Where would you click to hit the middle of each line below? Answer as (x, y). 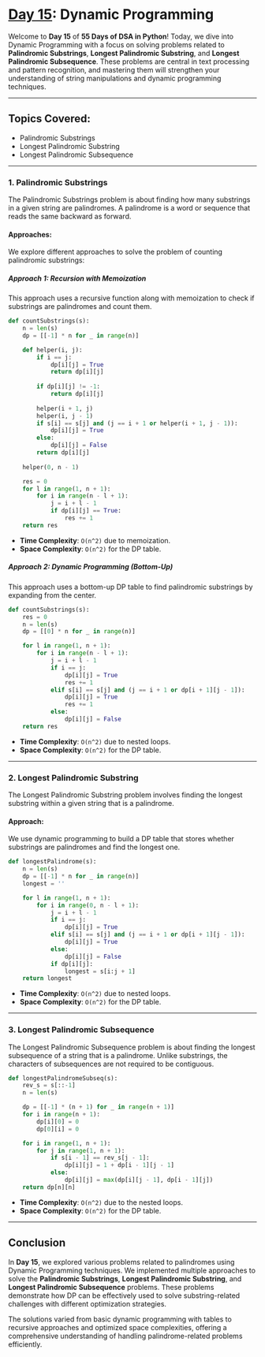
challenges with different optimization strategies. (88, 1303)
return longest (47, 979)
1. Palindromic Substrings (58, 182)
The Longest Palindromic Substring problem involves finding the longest (125, 795)
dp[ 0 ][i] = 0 (58, 1129)
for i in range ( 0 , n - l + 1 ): (88, 905)
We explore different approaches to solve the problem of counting (116, 252)
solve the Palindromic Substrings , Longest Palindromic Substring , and (125, 1278)
